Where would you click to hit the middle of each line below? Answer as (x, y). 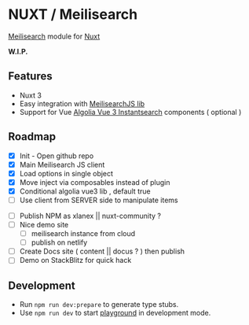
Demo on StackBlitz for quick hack (75, 260)
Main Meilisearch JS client (62, 164)
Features (30, 76)
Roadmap (32, 137)
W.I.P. (18, 51)
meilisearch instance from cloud (83, 234)
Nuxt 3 (30, 95)
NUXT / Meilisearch (73, 15)
